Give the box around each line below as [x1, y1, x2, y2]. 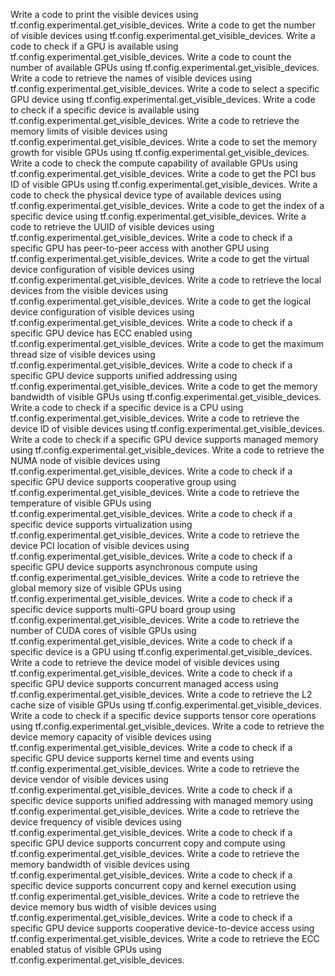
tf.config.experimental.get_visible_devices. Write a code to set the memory [10, 136, 318, 148]
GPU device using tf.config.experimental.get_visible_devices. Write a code [10, 94, 316, 105]
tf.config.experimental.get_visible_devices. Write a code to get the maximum [10, 338, 325, 349]
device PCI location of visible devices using [10, 540, 190, 551]
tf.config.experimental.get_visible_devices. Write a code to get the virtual [10, 253, 310, 264]
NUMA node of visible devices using [10, 455, 161, 466]
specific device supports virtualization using [10, 519, 193, 530]
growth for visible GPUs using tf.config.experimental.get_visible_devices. [10, 147, 310, 158]
